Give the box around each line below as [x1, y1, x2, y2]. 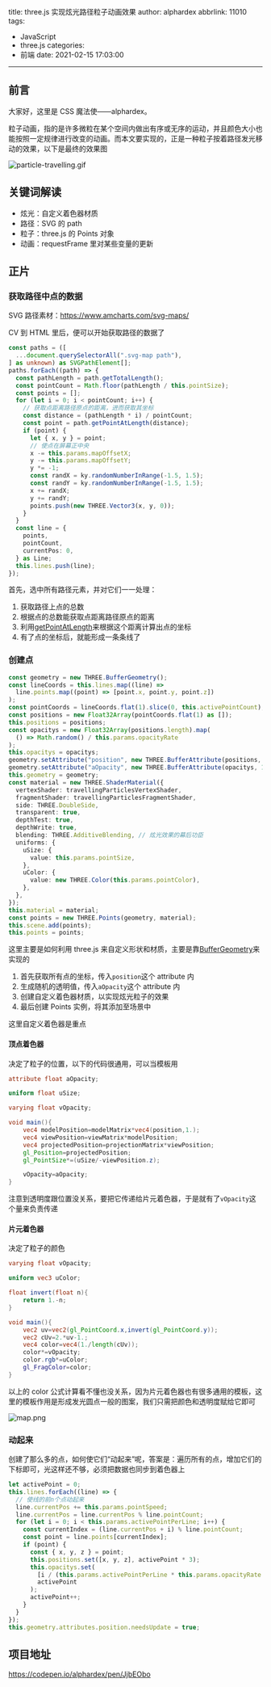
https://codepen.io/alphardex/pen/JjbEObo [8, 1669, 151, 1679]
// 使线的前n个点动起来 [15, 1496, 85, 1504]
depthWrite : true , [15, 823, 78, 832]
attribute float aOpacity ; [8, 1075, 99, 1083]
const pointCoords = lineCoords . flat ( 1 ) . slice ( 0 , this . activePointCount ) [8, 704, 262, 712]
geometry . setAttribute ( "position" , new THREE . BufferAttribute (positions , [8, 756, 262, 764]
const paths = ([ [8, 344, 67, 352]
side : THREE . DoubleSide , [15, 801, 99, 810]
